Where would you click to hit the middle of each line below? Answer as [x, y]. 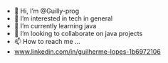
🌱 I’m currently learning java [55, 26]
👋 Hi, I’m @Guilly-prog [47, 11]
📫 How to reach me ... [47, 41]
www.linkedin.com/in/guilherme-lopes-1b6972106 [88, 52]
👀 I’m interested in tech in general [63, 18]
